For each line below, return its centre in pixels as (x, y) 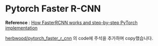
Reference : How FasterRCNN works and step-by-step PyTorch (71, 22)
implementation (22, 27)
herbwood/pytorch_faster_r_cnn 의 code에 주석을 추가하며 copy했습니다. (79, 38)
